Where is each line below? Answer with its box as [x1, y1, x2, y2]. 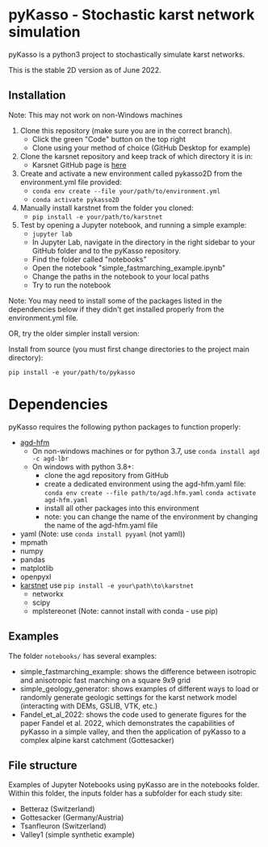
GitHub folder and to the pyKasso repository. [31, 245, 182, 255]
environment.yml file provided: [19, 177, 123, 187]
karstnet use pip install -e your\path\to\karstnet [19, 580, 195, 590]
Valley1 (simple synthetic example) [19, 830, 136, 840]
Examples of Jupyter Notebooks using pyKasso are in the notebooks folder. [8, 780, 260, 790]
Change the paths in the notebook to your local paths [31, 271, 210, 281]
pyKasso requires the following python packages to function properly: [8, 421, 241, 431]
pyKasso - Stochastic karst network [8, 6, 255, 24]
